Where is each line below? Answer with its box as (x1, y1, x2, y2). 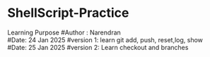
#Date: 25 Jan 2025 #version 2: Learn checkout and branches (7, 43, 189, 51)
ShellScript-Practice (7, 5, 129, 21)
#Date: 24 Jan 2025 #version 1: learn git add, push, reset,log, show (7, 35, 204, 44)
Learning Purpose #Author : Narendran (7, 28, 122, 37)
